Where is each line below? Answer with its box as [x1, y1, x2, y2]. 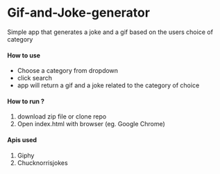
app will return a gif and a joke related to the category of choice [17, 81, 200, 89]
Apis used [7, 135, 37, 143]
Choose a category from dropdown [17, 67, 119, 75]
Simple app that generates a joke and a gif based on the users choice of [7, 28, 214, 36]
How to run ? [7, 97, 45, 105]
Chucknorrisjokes [17, 158, 68, 167]
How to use [7, 51, 40, 60]
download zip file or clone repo [17, 112, 107, 121]
